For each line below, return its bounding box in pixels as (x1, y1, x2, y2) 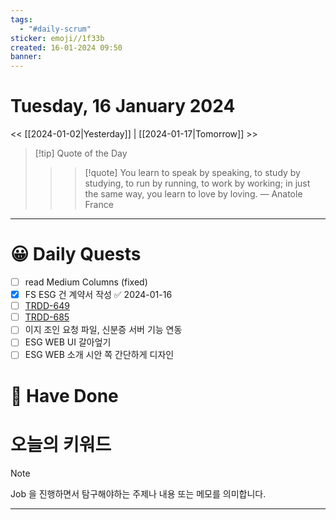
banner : (10, 52, 43, 62)
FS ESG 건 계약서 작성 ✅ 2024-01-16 (24, 289, 173, 301)
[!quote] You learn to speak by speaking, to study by (84, 167, 301, 179)
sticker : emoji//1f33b (10, 33, 105, 43)
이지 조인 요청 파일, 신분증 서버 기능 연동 (24, 324, 183, 336)
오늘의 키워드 (10, 433, 112, 456)
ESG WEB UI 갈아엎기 (24, 336, 112, 348)
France (84, 199, 114, 211)
